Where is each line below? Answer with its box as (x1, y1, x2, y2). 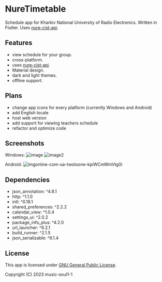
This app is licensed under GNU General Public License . (5, 262, 117, 268)
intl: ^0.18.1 (12, 199, 33, 205)
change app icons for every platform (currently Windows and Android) (12, 105, 152, 110)
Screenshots (5, 139, 44, 147)
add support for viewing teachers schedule (12, 120, 98, 126)
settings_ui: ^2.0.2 (12, 214, 48, 220)
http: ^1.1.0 (12, 194, 33, 200)
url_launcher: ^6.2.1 (12, 225, 51, 230)
